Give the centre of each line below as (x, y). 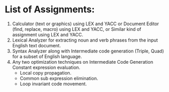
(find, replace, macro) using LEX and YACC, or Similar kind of (77, 29)
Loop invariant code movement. (53, 84)
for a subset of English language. (47, 56)
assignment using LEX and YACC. (48, 34)
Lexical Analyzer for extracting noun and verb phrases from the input (85, 40)
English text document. (36, 45)
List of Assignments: (50, 10)
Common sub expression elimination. (59, 78)
